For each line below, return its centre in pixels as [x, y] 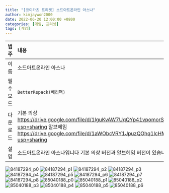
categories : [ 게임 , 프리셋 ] [32, 24]
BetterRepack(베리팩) [41, 92]
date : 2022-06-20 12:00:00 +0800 [40, 19]
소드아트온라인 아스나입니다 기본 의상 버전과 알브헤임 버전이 [84, 153]
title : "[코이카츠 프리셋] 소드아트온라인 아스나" [50, 10]
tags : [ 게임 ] [18, 29]
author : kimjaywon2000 [29, 15]
